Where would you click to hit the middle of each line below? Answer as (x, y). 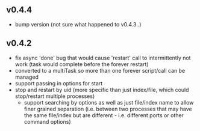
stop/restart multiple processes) (55, 96)
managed (27, 77)
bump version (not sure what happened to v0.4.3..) (78, 24)
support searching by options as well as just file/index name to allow (109, 102)
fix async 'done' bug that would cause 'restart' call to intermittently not (103, 58)
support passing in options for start (59, 83)
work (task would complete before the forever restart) (82, 64)
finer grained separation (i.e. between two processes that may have (108, 109)
